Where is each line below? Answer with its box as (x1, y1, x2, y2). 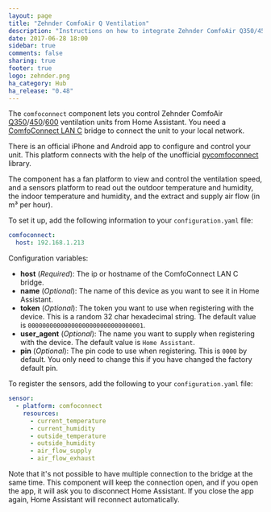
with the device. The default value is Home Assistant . (19, 338, 196, 348)
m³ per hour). (8, 200, 53, 210)
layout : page (8, 11, 52, 20)
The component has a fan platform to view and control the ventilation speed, (8, 174, 263, 184)
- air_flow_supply (29, 447, 92, 456)
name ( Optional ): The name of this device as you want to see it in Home (19, 286, 260, 296)
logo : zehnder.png (8, 72, 70, 80)
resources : (23, 409, 60, 418)
